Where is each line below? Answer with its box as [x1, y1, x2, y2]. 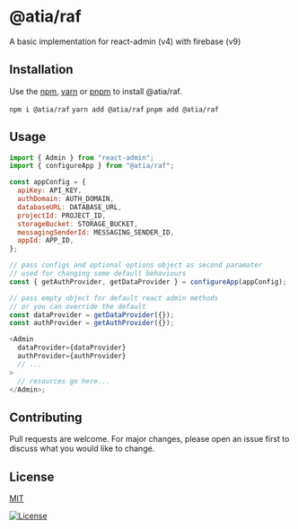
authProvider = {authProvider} [17, 352, 127, 361]
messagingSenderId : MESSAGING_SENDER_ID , [17, 227, 175, 237]
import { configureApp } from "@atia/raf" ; [9, 162, 175, 171]
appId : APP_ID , [17, 236, 74, 245]
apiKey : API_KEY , [17, 186, 83, 195]
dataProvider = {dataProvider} [17, 343, 127, 352]
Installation [9, 62, 74, 77]
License [9, 469, 55, 484]
